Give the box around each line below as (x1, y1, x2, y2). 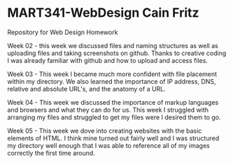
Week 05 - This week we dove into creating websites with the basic (7, 126, 202, 135)
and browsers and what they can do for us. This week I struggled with (7, 105, 209, 114)
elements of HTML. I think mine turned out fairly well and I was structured (7, 134, 220, 142)
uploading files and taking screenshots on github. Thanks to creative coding (7, 49, 227, 57)
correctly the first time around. (7, 149, 96, 157)
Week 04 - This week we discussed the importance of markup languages (7, 98, 219, 106)
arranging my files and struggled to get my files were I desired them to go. (7, 113, 222, 121)
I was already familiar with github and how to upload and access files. (7, 56, 209, 64)
